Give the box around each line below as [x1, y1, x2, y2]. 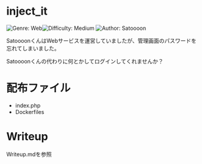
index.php [15, 102, 41, 109]
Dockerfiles [15, 108, 45, 115]
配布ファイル [6, 81, 71, 95]
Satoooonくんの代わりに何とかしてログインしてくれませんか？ [6, 57, 164, 65]
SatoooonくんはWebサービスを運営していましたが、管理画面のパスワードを [6, 37, 197, 44]
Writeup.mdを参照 [6, 151, 52, 158]
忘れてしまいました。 [6, 45, 60, 52]
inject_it [6, 4, 48, 18]
